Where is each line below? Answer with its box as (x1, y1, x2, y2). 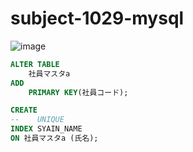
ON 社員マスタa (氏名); (10, 133, 99, 144)
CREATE (10, 105, 38, 116)
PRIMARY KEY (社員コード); (28, 87, 129, 97)
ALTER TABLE (10, 59, 60, 69)
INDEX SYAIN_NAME (10, 124, 83, 134)
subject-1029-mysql (10, 7, 185, 30)
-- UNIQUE (10, 115, 65, 125)
